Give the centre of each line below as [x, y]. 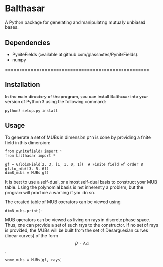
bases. [12, 27]
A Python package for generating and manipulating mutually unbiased [75, 22]
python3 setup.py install [31, 111]
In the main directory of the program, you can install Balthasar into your [77, 97]
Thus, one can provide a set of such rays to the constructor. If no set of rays [82, 225]
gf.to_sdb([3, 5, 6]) [27, 169]
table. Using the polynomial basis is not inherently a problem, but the [74, 187]
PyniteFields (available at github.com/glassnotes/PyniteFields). [75, 54]
